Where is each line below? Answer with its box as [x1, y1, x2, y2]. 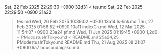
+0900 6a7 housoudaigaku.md [16, 45, 80, 50]
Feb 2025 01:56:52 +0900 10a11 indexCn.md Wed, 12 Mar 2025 [16, 24, 145, 30]
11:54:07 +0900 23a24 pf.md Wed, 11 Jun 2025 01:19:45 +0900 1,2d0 [16, 29, 158, 35]
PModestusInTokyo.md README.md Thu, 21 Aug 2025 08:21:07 [16, 39, 146, 45]
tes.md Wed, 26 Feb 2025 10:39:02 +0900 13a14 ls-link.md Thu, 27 [16, 19, 154, 24]
